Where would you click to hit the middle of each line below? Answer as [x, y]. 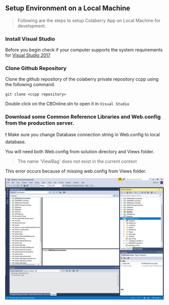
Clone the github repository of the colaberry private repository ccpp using [82, 79]
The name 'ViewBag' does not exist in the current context [77, 161]
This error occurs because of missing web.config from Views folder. [76, 171]
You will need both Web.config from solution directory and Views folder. [80, 151]
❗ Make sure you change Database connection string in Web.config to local [82, 134]
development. [32, 26]
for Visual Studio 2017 [28, 55]
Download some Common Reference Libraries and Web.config [83, 117]
